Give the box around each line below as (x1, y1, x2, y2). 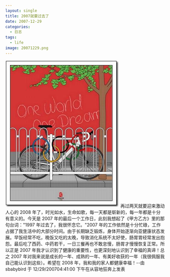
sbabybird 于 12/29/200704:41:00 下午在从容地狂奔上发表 (5, 266, 125, 272)
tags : (5, 35, 17, 40)
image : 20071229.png (5, 45, 49, 51)
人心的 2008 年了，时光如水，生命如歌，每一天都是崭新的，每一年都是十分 (5, 209, 161, 215)
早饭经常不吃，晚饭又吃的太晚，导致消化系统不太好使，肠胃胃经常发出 (14, 234, 160, 240)
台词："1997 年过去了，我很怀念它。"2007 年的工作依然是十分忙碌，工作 (9, 221, 161, 227)
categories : (5, 24, 30, 29)
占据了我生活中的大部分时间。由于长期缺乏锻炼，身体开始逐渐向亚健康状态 (5, 228, 160, 234)
